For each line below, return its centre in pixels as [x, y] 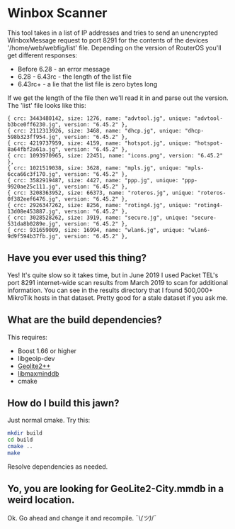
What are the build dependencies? [85, 320]
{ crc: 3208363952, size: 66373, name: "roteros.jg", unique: [101, 193]
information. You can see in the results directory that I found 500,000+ [110, 290]
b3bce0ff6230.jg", [34, 124]
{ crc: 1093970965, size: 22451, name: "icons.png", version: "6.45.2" [115, 155]
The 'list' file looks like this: [47, 105]
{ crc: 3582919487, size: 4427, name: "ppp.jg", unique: [93, 180]
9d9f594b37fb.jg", [34, 236]
